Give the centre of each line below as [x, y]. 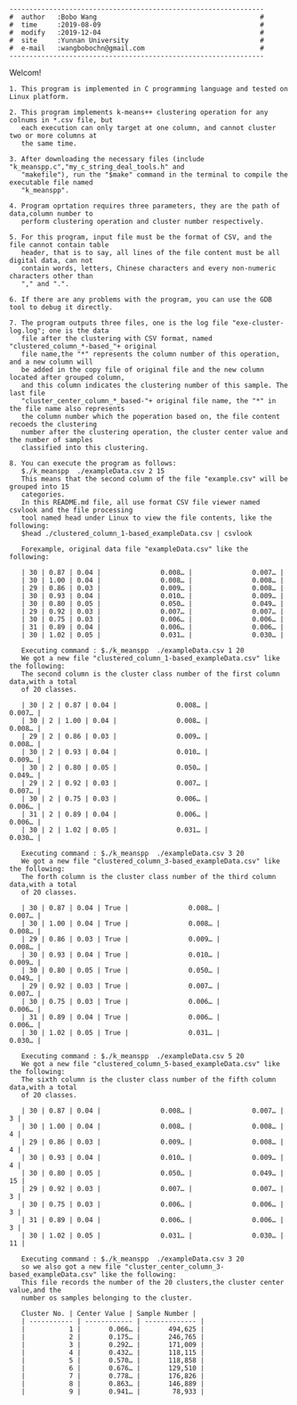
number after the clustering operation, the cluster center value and [155, 432]
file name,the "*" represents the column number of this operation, [150, 354]
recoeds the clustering [53, 424]
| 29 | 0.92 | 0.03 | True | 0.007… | [120, 986]
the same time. [49, 144]
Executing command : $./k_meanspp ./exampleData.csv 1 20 [132, 651]
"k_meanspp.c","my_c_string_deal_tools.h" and [97, 167]
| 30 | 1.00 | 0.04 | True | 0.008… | [120, 924]
